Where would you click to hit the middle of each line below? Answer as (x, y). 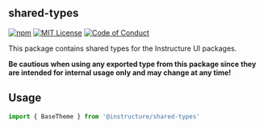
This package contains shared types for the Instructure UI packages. (123, 48)
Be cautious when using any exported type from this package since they (132, 64)
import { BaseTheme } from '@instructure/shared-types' (104, 116)
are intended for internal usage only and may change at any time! (120, 73)
